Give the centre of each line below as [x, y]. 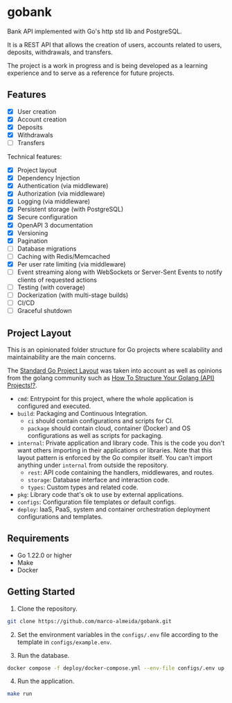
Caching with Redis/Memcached [64, 256]
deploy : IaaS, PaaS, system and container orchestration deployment [114, 509]
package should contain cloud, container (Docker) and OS [109, 428]
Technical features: [35, 157]
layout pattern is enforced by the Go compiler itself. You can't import [115, 458]
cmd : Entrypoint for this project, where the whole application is [105, 399]
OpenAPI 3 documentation [55, 225]
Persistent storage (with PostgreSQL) [70, 210]
